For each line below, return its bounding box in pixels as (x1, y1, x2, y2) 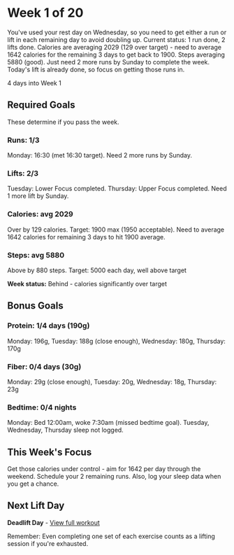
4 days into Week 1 (7, 78, 61, 87)
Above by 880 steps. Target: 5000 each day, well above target (7, 266, 187, 274)
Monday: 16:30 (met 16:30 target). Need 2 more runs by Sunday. (7, 151, 192, 160)
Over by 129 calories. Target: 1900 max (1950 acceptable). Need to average (7, 225, 225, 234)
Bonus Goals (7, 300, 64, 312)
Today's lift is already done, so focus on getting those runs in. (7, 65, 185, 73)
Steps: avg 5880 (7, 250, 65, 260)
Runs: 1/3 (7, 135, 40, 145)
